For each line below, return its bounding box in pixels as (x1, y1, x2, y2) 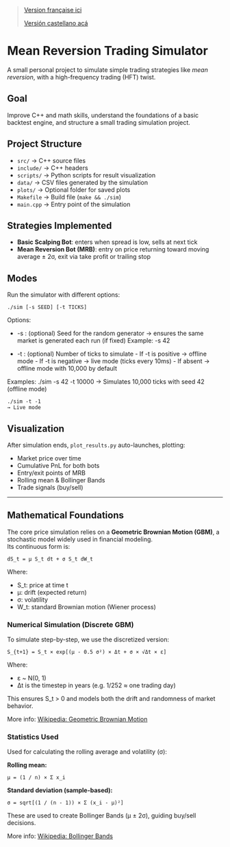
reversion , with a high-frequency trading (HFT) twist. (7, 73, 156, 81)
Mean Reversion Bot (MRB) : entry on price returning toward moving (16, 245, 209, 254)
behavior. (7, 702, 34, 710)
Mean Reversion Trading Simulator (7, 43, 209, 59)
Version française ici (23, 6, 82, 14)
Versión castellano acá (23, 19, 88, 27)
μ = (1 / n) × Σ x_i (7, 774, 66, 781)
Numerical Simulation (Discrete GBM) (7, 619, 134, 629)
